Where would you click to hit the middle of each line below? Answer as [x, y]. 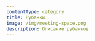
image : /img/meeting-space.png [46, 23]
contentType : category [35, 12]
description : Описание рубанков [47, 29]
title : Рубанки [26, 17]
